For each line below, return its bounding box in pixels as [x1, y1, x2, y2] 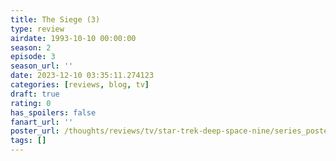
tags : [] [10, 136, 47, 146]
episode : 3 [10, 52, 56, 62]
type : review [10, 24, 65, 34]
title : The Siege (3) [10, 14, 101, 25]
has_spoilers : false [10, 107, 97, 118]
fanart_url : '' [10, 117, 74, 127]
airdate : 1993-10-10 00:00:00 [10, 33, 137, 43]
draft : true [10, 89, 60, 99]
